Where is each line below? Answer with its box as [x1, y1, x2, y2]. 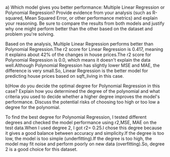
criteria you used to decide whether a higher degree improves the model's [5, 93, 160, 99]
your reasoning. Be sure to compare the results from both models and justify [5, 20, 164, 26]
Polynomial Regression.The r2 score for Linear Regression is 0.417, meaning [5, 46, 163, 52]
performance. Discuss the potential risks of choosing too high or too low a [5, 99, 160, 105]
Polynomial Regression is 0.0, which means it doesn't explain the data [5, 57, 151, 63]
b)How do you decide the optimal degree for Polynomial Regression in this [5, 83, 160, 89]
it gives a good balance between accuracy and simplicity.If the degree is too [5, 130, 164, 136]
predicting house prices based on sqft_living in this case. [5, 73, 124, 79]
